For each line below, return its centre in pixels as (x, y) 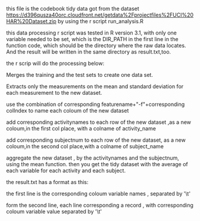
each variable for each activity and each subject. (66, 170)
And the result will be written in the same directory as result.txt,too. (89, 52)
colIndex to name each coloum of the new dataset (68, 110)
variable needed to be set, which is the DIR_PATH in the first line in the (92, 39)
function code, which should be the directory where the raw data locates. (96, 45)
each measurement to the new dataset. (54, 93)
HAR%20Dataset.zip (31, 21)
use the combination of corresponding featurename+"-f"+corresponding (96, 104)
